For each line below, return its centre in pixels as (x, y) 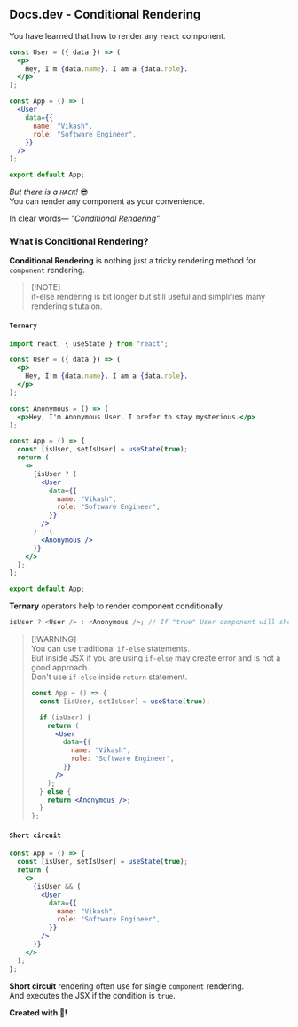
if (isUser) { (65, 717)
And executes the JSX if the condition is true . (92, 995)
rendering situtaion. (67, 306)
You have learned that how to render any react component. (118, 35)
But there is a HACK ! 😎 (49, 192)
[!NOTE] (46, 287)
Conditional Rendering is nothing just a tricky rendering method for (133, 261)
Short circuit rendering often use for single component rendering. (127, 986)
